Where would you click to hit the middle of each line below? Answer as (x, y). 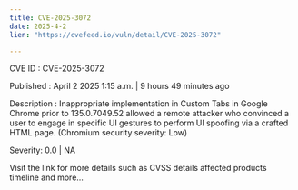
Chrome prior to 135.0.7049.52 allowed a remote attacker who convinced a (149, 114)
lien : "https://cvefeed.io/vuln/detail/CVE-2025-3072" (115, 35)
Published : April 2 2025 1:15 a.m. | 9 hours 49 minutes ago (119, 86)
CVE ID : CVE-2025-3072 (57, 68)
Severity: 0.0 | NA (42, 150)
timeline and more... (47, 177)
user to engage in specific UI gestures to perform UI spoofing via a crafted (149, 123)
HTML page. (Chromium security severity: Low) (99, 133)
